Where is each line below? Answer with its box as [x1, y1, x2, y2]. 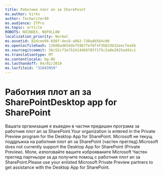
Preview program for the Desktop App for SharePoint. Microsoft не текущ [5, 133, 152, 139]
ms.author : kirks [5, 12, 40, 16]
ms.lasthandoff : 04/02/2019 [5, 61, 62, 66]
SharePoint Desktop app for [5, 97, 117, 108]
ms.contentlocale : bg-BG [5, 57, 55, 62]
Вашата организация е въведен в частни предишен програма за [5, 123, 140, 129]
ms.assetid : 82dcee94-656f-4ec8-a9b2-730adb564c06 [5, 39, 110, 44]
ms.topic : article [5, 25, 42, 30]
